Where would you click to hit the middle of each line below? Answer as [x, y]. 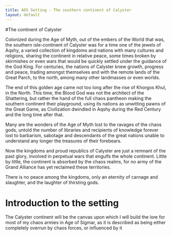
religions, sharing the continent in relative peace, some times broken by [81, 56]
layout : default [23, 15]
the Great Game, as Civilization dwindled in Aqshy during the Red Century [83, 109]
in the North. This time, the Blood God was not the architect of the [75, 93]
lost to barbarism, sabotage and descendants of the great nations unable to [85, 135]
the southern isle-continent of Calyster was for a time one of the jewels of [83, 45]
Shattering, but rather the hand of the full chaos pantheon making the [79, 98]
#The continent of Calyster [34, 29]
